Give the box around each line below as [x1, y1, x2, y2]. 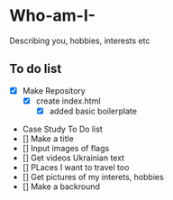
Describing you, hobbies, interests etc [9, 35, 150, 46]
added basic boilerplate [49, 105, 138, 116]
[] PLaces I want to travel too [22, 161, 130, 172]
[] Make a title [22, 132, 74, 144]
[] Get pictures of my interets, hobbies [22, 171, 164, 182]
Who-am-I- [9, 5, 96, 26]
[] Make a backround [22, 181, 101, 192]
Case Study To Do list [22, 123, 104, 134]
